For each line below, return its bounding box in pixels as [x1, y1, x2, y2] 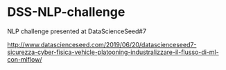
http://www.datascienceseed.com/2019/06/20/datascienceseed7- [7, 40, 197, 49]
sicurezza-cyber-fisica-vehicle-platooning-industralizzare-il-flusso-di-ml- [7, 48, 220, 56]
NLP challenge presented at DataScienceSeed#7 [7, 27, 147, 35]
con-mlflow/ [7, 55, 42, 63]
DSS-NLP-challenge [7, 4, 125, 20]
